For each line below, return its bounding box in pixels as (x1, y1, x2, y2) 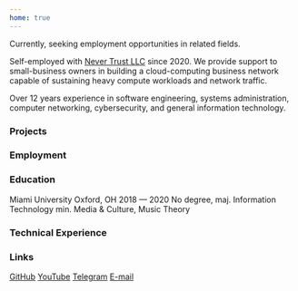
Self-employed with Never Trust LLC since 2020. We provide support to (9, 55, 278, 66)
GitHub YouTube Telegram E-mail (9, 271, 134, 282)
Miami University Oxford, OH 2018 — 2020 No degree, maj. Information (9, 194, 277, 205)
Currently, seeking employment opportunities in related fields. (9, 38, 241, 49)
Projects (9, 124, 47, 137)
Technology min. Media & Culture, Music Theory (9, 203, 191, 214)
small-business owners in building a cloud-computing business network (9, 65, 280, 76)
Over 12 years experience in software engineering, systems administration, (9, 92, 290, 103)
